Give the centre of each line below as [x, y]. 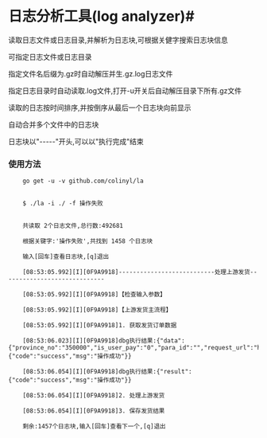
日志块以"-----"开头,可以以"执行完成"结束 [76, 141]
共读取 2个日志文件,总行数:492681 [73, 226]
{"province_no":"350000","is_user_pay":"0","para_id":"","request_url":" [133, 348]
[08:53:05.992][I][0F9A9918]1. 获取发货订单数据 [100, 326]
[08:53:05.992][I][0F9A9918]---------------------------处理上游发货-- [140, 272]
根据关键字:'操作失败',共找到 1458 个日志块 [88, 241]
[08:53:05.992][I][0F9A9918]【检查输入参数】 [95, 295]
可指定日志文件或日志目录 [50, 57]
